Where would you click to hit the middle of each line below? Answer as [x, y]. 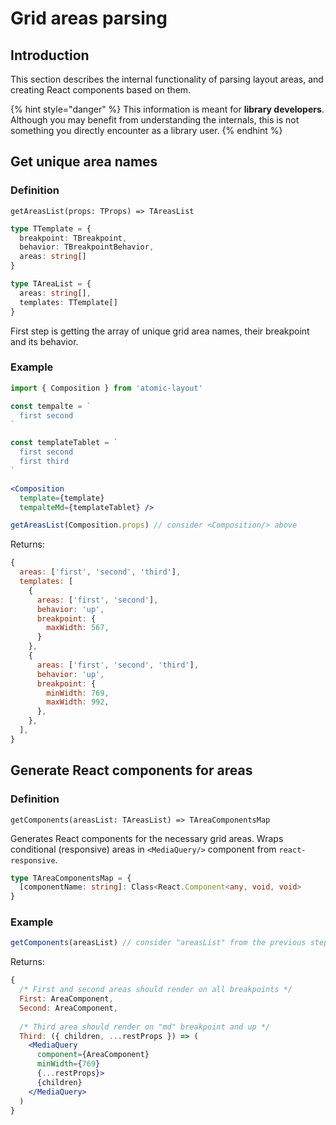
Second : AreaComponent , [68, 1008]
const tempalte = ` [51, 406]
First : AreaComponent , [66, 999]
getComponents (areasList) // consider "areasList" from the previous [158, 943]
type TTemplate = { [51, 228]
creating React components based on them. [101, 90]
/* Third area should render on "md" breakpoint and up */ [145, 1027]
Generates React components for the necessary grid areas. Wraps [147, 838]
